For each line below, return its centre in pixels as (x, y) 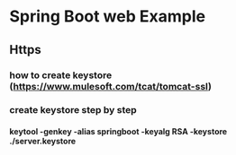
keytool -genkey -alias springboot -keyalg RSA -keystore (118, 132)
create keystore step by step (73, 110)
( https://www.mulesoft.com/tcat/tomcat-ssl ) (110, 86)
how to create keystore (61, 75)
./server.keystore (43, 142)
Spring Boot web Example (107, 17)
